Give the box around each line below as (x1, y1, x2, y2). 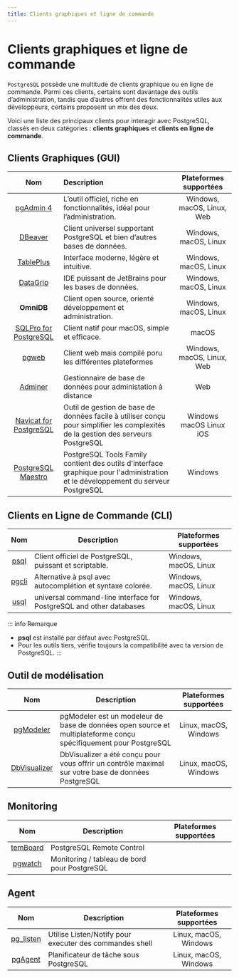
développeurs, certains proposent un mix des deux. (7, 103, 159, 111)
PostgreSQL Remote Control (51, 842, 145, 852)
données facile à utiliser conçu (63, 411, 166, 421)
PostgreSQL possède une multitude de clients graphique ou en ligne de (7, 80, 213, 88)
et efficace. (63, 332, 102, 342)
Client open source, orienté (63, 293, 154, 303)
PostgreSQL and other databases (34, 601, 146, 611)
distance (63, 391, 92, 401)
